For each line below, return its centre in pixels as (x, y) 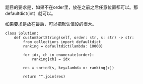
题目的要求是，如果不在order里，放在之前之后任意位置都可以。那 (71, 7)
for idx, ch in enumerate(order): (59, 55)
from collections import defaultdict (62, 42)
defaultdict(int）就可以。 (30, 13)
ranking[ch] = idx (51, 59)
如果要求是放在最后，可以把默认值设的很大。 (51, 24)
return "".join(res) (44, 77)
